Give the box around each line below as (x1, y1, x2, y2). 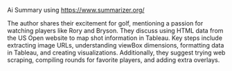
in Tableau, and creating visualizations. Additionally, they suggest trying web (7, 48, 226, 57)
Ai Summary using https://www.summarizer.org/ (7, 6, 145, 14)
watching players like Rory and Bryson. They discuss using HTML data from (7, 27, 224, 34)
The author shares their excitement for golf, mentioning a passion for (7, 19, 204, 27)
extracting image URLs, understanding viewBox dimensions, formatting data (7, 41, 224, 49)
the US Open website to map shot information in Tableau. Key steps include (7, 34, 223, 42)
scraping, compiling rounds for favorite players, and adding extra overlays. (7, 56, 220, 64)
